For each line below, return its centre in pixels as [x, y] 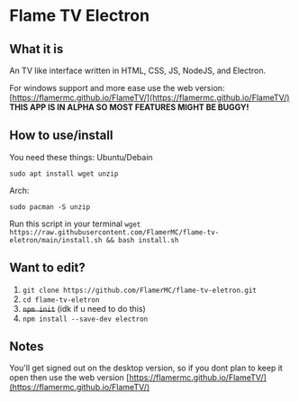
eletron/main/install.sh [56, 240]
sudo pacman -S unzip [50, 207]
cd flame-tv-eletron [61, 300]
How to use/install [61, 136]
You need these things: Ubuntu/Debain [81, 157]
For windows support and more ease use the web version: [117, 88]
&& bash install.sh [142, 240]
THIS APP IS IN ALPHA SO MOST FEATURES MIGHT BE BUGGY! [129, 107]
